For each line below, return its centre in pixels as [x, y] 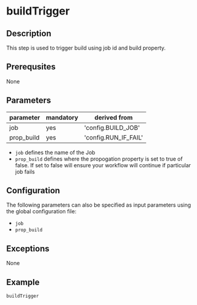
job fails [25, 172]
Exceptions [28, 249]
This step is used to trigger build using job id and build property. [86, 48]
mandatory [62, 117]
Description [29, 34]
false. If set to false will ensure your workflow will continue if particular [103, 165]
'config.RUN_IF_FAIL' [114, 137]
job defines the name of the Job [55, 152]
